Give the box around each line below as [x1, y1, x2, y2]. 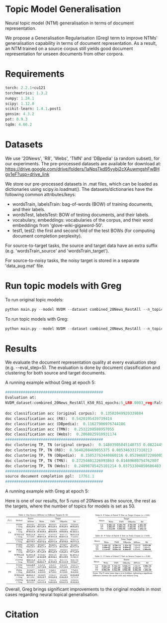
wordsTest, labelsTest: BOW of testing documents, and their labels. [12, 212, 150, 218]
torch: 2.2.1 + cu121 [5, 85, 46, 90]
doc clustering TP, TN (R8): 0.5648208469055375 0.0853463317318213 [5, 448, 153, 453]
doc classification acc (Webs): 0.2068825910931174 [5, 432, 117, 437]
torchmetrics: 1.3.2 [5, 91, 48, 96]
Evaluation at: [5, 395, 37, 400]
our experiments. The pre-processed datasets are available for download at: [5, 160, 162, 166]
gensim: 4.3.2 [5, 112, 35, 117]
